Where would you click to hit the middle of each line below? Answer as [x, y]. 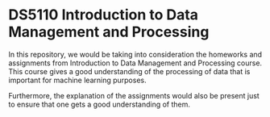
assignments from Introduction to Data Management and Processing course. [135, 63]
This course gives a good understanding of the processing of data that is [129, 71]
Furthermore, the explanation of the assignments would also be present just [134, 95]
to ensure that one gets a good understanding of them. [100, 104]
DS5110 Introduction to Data [104, 15]
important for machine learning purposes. [77, 80]
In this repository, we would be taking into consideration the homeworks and [135, 54]
